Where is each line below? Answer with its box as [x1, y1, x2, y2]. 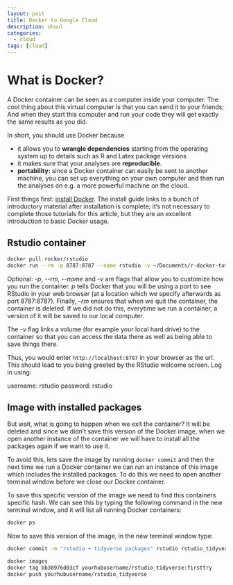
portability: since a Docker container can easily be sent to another [17, 166, 208, 174]
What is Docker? [7, 72, 104, 88]
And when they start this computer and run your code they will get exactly [7, 110, 219, 118]
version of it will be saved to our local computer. [7, 311, 144, 320]
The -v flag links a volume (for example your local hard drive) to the [7, 324, 200, 333]
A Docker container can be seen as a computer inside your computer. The [7, 95, 218, 104]
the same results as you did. [7, 117, 88, 126]
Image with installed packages [7, 401, 142, 413]
